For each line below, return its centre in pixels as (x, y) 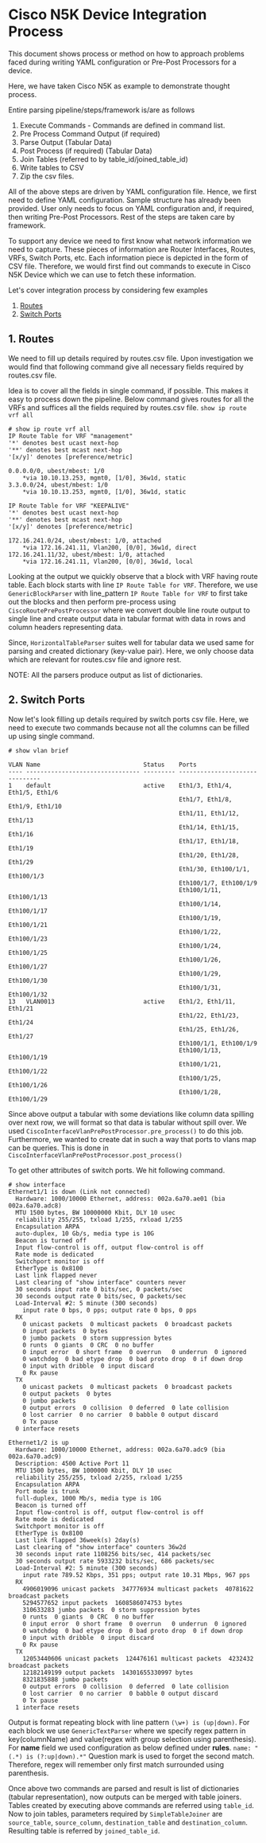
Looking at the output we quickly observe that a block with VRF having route (133, 576)
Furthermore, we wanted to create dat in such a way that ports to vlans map (132, 1139)
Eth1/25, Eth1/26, (209, 1029)
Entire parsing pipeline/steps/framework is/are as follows (102, 110)
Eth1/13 (21, 820)
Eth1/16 (21, 834)
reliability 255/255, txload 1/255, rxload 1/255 (99, 1219)
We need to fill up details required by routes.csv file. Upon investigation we (131, 358)
